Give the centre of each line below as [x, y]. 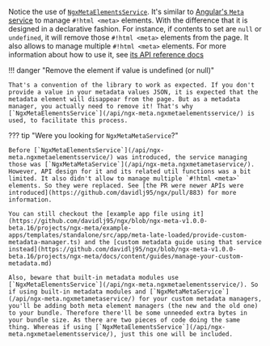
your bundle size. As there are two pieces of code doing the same [124, 320]
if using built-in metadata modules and [78, 292]
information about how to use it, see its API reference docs [106, 55]
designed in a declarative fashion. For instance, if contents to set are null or [135, 29]
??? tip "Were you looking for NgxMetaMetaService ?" [93, 135]
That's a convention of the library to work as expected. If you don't [131, 85]
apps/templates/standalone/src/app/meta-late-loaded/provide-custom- [128, 235]
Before [19, 150]
